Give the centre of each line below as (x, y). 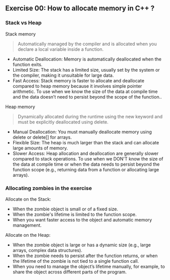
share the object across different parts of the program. (70, 272)
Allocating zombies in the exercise (49, 188)
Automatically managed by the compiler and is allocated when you (87, 44)
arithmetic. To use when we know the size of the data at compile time (85, 91)
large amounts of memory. (40, 148)
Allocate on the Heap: (28, 235)
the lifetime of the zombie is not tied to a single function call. (76, 261)
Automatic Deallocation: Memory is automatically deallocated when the (87, 59)
